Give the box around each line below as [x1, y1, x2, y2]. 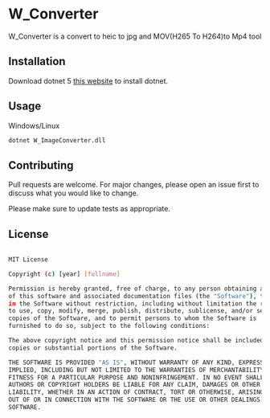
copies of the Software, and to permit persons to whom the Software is [8, 314, 257, 322]
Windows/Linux [8, 121, 60, 130]
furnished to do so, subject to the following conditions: [8, 322, 211, 330]
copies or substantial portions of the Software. [8, 343, 178, 352]
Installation [8, 55, 66, 68]
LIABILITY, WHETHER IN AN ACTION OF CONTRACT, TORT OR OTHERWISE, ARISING [8, 388, 264, 396]
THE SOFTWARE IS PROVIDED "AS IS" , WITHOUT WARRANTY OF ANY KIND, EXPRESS [8, 359, 264, 367]
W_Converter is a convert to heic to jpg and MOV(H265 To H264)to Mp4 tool [8, 31, 262, 41]
